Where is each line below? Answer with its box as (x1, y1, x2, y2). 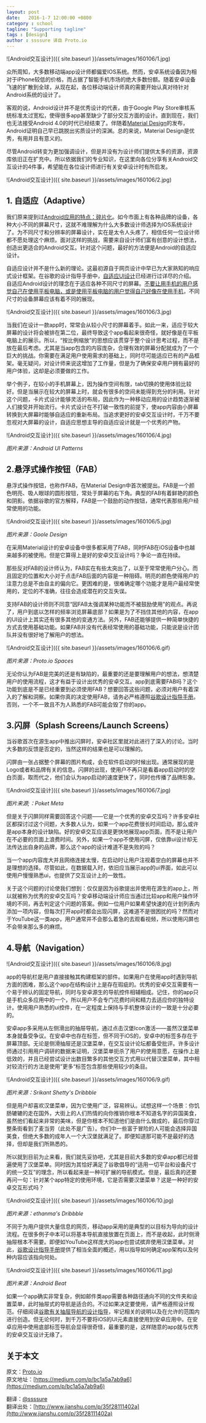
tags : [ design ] (6, 32, 48, 38)
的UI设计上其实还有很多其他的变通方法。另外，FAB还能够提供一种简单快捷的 (6, 615, 199, 623)
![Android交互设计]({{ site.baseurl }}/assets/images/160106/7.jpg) (6, 787, 171, 794)
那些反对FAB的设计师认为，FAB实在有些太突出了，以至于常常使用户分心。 (6, 564, 193, 572)
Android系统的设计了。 (6, 91, 64, 98)
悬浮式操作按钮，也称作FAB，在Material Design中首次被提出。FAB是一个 (6, 482, 189, 489)
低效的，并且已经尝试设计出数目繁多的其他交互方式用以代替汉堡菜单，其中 (6, 1055, 194, 1063)
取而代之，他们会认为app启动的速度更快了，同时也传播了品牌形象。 (27, 773, 199, 781)
